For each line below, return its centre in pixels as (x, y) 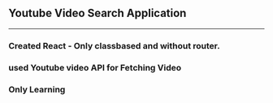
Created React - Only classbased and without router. (115, 45)
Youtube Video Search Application (97, 13)
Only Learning (37, 89)
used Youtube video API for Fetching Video (95, 67)
